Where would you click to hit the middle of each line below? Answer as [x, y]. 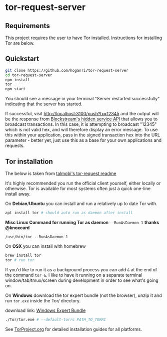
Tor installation [29, 161]
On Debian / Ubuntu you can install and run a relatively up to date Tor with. [81, 204]
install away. [18, 194]
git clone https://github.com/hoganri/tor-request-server [67, 70]
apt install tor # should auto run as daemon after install [69, 213]
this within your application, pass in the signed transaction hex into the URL [83, 135]
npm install [17, 80]
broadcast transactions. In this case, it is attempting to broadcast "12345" [81, 124]
